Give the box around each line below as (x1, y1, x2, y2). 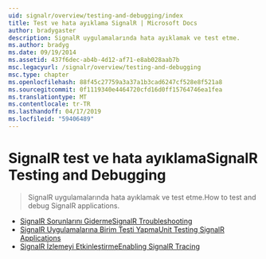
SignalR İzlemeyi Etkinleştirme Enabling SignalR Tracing (19, 242, 201, 251)
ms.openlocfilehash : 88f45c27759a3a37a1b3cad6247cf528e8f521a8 (8, 78, 223, 86)
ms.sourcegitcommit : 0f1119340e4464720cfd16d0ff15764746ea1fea (8, 85, 223, 94)
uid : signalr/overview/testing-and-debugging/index (8, 11, 183, 20)
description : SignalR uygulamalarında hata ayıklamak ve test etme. (8, 33, 241, 42)
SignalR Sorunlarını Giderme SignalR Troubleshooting (19, 216, 193, 226)
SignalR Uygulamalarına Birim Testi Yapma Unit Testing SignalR (19, 224, 225, 234)
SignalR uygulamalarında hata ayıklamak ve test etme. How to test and (27, 192, 256, 202)
